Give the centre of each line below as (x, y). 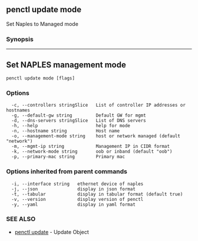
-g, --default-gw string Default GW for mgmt (79, 115)
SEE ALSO (21, 219)
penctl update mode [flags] (41, 78)
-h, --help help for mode (71, 126)
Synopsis (20, 39)
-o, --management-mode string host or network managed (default (96, 136)
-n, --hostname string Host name (65, 131)
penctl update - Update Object (52, 232)
